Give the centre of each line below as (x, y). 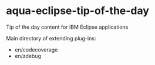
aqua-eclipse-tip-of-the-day (78, 11)
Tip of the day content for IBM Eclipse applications (67, 27)
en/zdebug (28, 56)
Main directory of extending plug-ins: (51, 38)
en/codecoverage (36, 49)
